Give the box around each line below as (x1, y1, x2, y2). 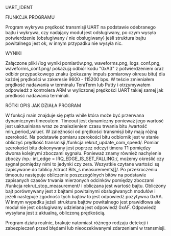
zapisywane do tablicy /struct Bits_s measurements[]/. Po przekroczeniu (5, 167, 157, 172)
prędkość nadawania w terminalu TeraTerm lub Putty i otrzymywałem (5, 82, 151, 88)
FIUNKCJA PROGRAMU (5, 14, 55, 20)
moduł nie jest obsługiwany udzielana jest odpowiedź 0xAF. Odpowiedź (5, 204, 157, 211)
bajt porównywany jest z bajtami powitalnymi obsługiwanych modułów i (5, 188, 156, 194)
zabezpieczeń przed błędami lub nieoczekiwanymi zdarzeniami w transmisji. (5, 225, 166, 231)
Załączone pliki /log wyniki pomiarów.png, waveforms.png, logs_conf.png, (5, 60, 161, 66)
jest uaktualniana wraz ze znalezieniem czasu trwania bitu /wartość (5, 123, 147, 129)
